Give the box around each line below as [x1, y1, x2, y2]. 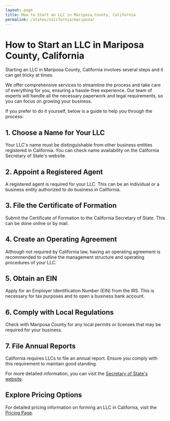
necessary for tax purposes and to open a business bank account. [5, 293, 145, 299]
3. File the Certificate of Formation [5, 201, 117, 210]
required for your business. [5, 327, 62, 333]
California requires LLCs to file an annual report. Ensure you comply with [5, 355, 158, 361]
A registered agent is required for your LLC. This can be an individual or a [5, 181, 160, 187]
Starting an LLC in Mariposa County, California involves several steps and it [5, 67, 163, 73]
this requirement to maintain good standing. [5, 361, 98, 366]
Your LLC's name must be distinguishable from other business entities [5, 142, 153, 148]
